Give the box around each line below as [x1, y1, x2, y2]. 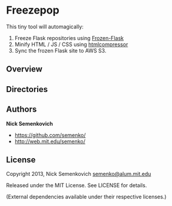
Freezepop [6, 4, 60, 17]
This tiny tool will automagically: [6, 23, 84, 30]
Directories [6, 84, 48, 94]
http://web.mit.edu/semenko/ [14, 138, 85, 145]
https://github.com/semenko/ [14, 131, 86, 139]
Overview [6, 64, 43, 74]
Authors [6, 104, 37, 115]
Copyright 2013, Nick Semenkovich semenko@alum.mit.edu [6, 171, 151, 178]
